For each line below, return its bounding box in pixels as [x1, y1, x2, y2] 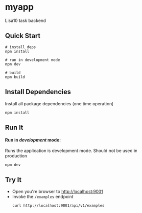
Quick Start [5, 32, 41, 40]
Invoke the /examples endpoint [12, 194, 73, 199]
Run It [5, 123, 24, 132]
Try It [5, 175, 22, 184]
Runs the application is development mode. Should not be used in [5, 148, 138, 154]
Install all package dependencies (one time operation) [5, 100, 114, 106]
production [5, 153, 27, 159]
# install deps [5, 44, 36, 50]
